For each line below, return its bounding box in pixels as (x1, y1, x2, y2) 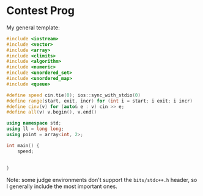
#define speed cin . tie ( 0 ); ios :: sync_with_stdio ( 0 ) (6, 92, 141, 98)
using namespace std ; (6, 120, 62, 126)
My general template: (6, 24, 60, 31)
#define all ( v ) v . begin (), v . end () (6, 109, 97, 115)
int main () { (6, 142, 40, 148)
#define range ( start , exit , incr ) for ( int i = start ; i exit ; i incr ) (6, 98, 193, 104)
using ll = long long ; (6, 126, 64, 132)
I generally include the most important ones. (6, 183, 117, 190)
